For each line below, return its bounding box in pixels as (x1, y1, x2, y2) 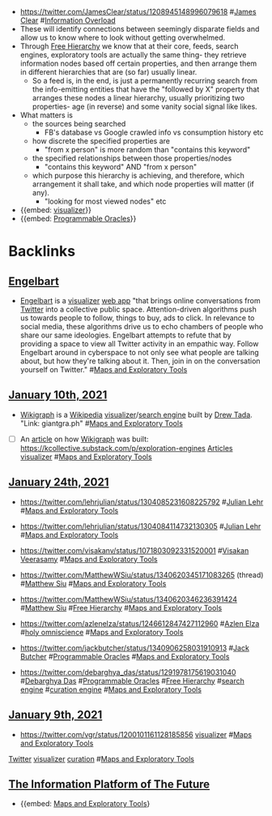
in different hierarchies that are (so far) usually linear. (19, 67, 198, 76)
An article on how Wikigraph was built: (19, 434, 149, 444)
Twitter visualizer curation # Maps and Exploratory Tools (8, 754, 194, 763)
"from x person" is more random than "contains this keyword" (44, 145, 251, 154)
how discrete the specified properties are (32, 136, 170, 145)
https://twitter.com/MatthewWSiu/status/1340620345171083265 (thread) (19, 569, 264, 579)
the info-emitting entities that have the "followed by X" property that (32, 84, 260, 94)
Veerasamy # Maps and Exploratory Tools (19, 554, 158, 564)
